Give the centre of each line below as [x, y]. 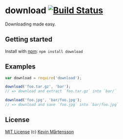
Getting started [29, 39]
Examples [20, 67]
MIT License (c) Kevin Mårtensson [40, 132]
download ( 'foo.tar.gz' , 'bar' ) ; [38, 87]
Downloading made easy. [31, 24]
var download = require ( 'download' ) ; [43, 78]
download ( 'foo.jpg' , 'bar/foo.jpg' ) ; [43, 100]
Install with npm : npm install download [44, 51]
